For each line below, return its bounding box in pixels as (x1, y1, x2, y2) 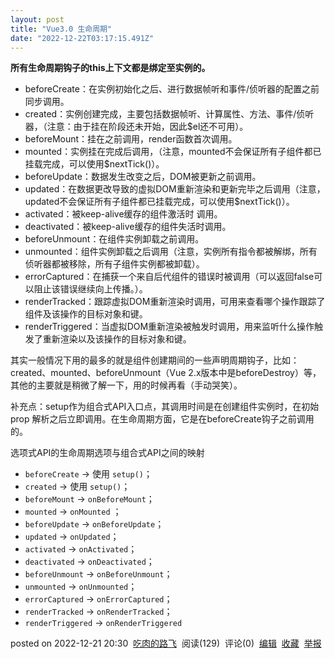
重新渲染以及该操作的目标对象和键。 (42, 333, 192, 345)
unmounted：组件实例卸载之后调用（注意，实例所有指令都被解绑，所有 (24, 246, 318, 258)
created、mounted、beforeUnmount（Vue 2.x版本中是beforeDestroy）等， (10, 367, 322, 379)
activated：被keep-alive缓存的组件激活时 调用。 (24, 208, 223, 220)
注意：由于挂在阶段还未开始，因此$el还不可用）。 (46, 121, 249, 133)
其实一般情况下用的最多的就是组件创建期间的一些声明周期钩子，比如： (10, 354, 300, 366)
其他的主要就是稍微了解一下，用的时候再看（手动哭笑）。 (10, 379, 243, 391)
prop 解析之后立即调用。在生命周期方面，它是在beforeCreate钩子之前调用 (10, 413, 315, 425)
